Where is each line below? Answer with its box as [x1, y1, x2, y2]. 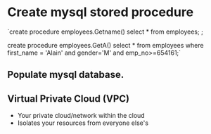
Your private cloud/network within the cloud [17, 112, 146, 120]
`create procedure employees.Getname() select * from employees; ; [7, 27, 204, 36]
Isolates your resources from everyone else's [17, 119, 149, 127]
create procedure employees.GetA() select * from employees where [7, 41, 204, 49]
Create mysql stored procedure [7, 4, 194, 20]
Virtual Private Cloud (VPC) [7, 93, 130, 105]
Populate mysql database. [7, 69, 124, 81]
